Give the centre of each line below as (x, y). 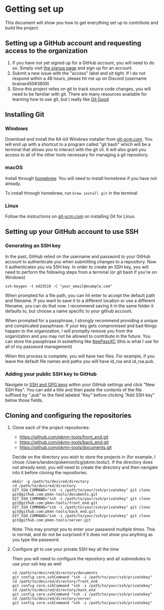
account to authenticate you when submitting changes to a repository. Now (81, 261)
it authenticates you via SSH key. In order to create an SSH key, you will (77, 267)
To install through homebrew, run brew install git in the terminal (71, 193)
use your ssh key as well (37, 564)
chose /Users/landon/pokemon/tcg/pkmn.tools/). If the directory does (82, 462)
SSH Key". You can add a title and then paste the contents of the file (73, 390)
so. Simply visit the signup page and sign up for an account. (72, 68)
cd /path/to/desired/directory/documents (55, 573)
